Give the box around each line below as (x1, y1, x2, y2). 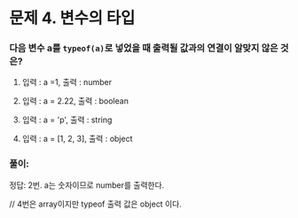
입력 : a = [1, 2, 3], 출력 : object (21, 134, 133, 144)
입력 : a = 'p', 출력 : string (21, 114, 113, 125)
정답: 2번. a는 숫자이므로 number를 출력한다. (9, 179, 165, 191)
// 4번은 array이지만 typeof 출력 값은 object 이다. (9, 199, 182, 209)
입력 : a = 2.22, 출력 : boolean (21, 96, 129, 106)
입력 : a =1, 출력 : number (21, 77, 113, 88)
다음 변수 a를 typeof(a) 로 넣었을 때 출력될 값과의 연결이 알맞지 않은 (9, 42, 278, 54)
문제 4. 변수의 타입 (9, 8, 136, 28)
